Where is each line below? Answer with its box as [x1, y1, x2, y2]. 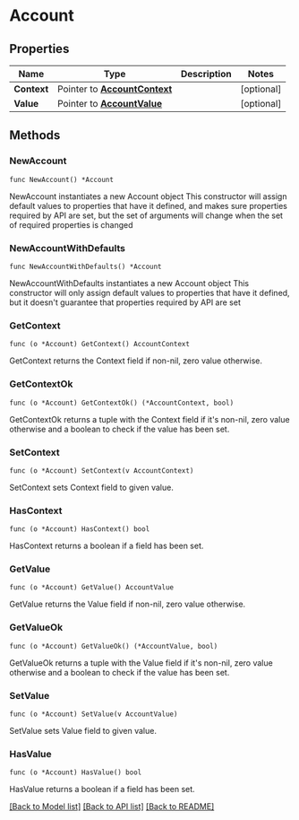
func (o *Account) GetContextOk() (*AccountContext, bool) [9, 398, 235, 407]
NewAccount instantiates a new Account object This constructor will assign [9, 190, 287, 202]
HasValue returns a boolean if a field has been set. [9, 784, 195, 795]
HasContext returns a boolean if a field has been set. [9, 540, 204, 552]
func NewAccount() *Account [9, 175, 115, 184]
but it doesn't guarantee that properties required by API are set [9, 297, 242, 308]
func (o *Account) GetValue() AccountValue [9, 583, 175, 592]
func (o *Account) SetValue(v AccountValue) [9, 710, 178, 719]
